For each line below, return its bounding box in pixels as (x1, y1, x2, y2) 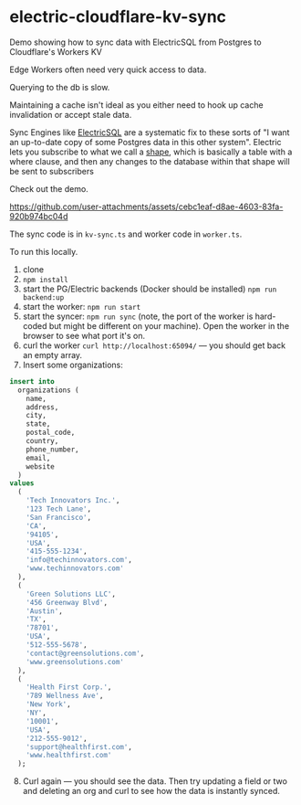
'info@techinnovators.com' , (26, 556, 132, 565)
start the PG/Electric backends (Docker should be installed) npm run (22, 283, 277, 294)
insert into (9, 376, 55, 386)
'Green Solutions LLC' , (26, 589, 117, 598)
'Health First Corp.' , (26, 683, 112, 692)
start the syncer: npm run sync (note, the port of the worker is (22, 311, 254, 322)
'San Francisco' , (26, 513, 92, 522)
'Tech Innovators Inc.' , (26, 496, 120, 505)
